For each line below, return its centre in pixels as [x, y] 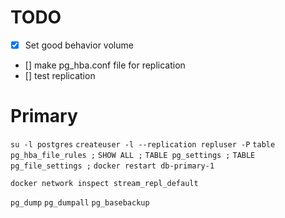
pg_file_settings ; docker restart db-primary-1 [112, 166]
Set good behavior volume [79, 45]
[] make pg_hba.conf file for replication [105, 65]
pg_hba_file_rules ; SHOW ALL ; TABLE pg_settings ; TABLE [133, 155]
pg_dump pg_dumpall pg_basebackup [80, 202]
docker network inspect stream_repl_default [104, 183]
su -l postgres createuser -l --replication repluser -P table [143, 144]
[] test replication [60, 75]
